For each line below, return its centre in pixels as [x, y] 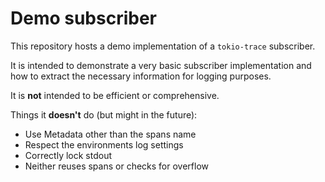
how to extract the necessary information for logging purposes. [141, 76]
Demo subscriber [84, 18]
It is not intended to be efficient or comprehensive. [115, 95]
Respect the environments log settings [104, 144]
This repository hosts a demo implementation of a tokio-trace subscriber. [163, 46]
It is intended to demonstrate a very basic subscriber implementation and [161, 65]
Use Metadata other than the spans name [110, 134]
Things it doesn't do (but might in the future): [104, 114]
